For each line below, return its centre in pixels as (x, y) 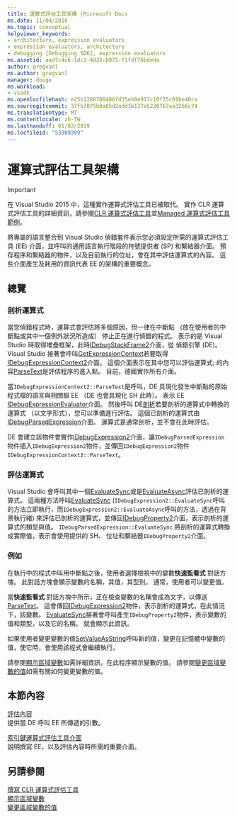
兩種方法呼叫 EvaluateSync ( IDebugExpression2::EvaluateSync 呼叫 (129, 500)
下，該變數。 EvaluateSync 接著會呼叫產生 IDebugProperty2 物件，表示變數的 (117, 615)
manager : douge (30, 80)
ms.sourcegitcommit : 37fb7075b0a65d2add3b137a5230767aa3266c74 (103, 106)
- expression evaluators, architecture (66, 47)
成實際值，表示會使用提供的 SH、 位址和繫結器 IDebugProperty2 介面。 (109, 536)
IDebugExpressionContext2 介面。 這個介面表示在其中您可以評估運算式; (111, 363)
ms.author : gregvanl (38, 73)
